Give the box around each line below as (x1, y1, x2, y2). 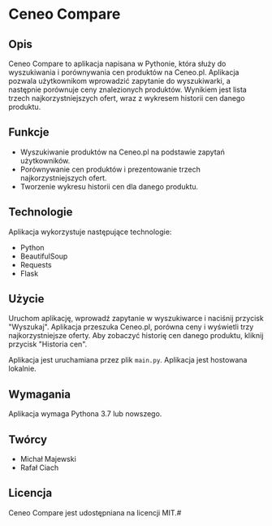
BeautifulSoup (19, 251, 68, 261)
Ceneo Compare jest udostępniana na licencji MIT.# (8, 507, 182, 517)
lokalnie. (8, 363, 37, 374)
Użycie (8, 292, 45, 306)
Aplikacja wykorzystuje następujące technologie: (8, 227, 172, 237)
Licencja (8, 486, 53, 500)
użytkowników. (19, 155, 71, 165)
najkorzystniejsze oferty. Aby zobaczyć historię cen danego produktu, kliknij (8, 331, 264, 341)
